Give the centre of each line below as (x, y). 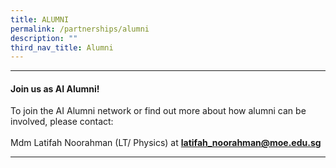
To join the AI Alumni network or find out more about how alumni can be (158, 111)
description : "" (44, 38)
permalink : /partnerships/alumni (80, 29)
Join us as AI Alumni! (55, 88)
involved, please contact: (62, 122)
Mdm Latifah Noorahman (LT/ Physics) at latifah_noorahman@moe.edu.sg (166, 143)
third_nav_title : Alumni (62, 47)
